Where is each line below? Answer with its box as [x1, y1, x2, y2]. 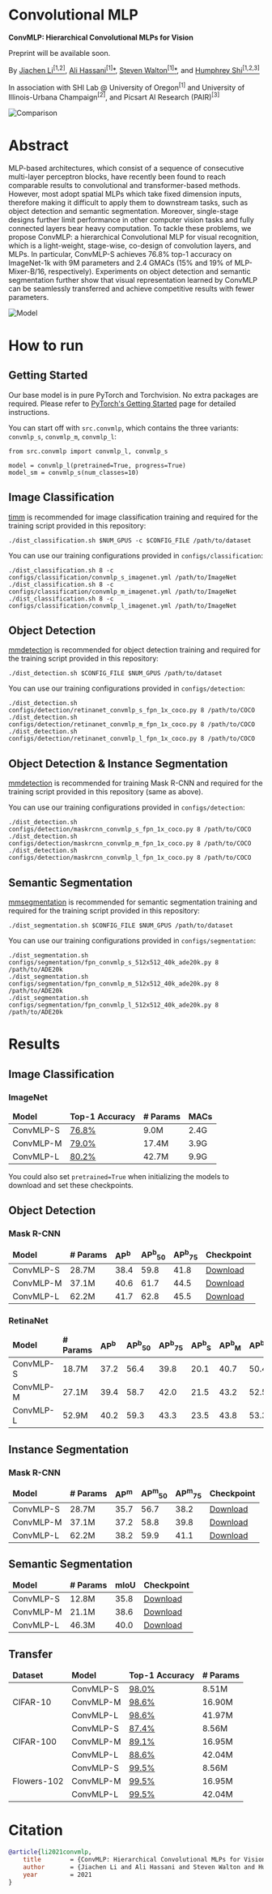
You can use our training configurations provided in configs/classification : [8, 550, 264, 560]
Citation [8, 1821, 63, 1840]
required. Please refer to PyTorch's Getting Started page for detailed [8, 399, 236, 408]
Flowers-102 [12, 1776, 64, 1787]
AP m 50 [141, 1486, 168, 1501]
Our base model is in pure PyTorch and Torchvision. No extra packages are [8, 390, 259, 400]
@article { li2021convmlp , [8, 1848, 92, 1857]
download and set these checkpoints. [8, 1180, 134, 1190]
